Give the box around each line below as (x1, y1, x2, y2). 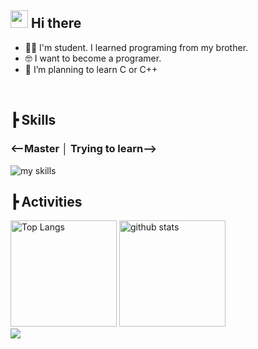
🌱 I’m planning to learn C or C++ (24, 63, 158, 75)
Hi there (30, 15, 82, 32)
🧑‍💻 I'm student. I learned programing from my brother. (24, 41, 249, 53)
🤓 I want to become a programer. (24, 52, 162, 64)
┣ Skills (10, 112, 57, 129)
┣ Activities (10, 193, 83, 210)
